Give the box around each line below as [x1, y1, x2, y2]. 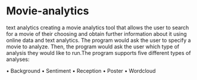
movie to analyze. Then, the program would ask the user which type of [6, 43, 180, 50]
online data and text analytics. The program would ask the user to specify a [6, 36, 192, 44]
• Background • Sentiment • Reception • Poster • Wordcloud [6, 67, 156, 74]
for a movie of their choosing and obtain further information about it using [6, 30, 187, 37]
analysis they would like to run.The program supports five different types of [6, 49, 192, 56]
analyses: [6, 56, 30, 63]
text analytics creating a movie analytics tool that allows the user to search [6, 24, 189, 31]
